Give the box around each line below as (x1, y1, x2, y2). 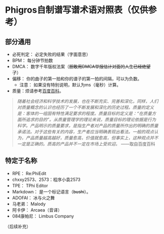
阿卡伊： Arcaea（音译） (12, 207, 62, 213)
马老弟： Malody (12, 201, 46, 207)
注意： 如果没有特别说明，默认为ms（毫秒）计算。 (19, 82, 121, 88)
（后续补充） (5, 223, 31, 229)
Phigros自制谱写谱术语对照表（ (5, 4, 131, 16)
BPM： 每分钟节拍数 (12, 58, 53, 63)
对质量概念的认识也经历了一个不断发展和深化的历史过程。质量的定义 (17, 104, 154, 110)
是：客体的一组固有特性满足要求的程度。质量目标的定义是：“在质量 (17, 111, 152, 116)
